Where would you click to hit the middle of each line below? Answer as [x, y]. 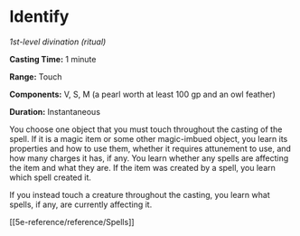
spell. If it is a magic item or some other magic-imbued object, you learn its [149, 138]
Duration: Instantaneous [55, 111]
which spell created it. [51, 177]
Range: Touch [36, 76]
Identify [39, 17]
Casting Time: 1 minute [53, 59]
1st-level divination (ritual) [58, 42]
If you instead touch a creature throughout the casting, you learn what [140, 194]
